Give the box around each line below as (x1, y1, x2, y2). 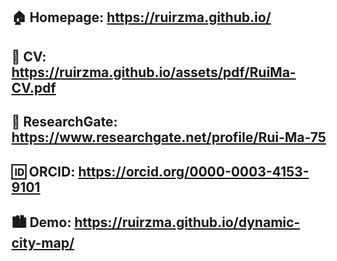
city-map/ (11, 234, 75, 251)
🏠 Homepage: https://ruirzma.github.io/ (11, 9, 272, 26)
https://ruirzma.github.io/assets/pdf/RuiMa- (11, 64, 297, 81)
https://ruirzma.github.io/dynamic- (74, 214, 301, 231)
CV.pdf (11, 79, 57, 96)
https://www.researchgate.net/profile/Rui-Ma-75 (11, 129, 327, 146)
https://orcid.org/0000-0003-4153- (77, 163, 309, 180)
